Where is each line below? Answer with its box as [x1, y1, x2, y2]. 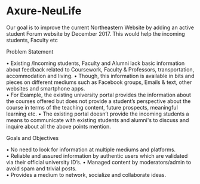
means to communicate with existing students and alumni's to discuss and [6, 116, 189, 123]
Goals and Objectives [6, 134, 59, 141]
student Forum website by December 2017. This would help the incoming [6, 30, 185, 37]
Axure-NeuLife [6, 4, 82, 18]
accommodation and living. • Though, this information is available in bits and [6, 72, 195, 79]
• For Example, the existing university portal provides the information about [6, 91, 191, 98]
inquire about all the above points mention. [6, 123, 112, 130]
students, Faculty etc [6, 36, 58, 43]
